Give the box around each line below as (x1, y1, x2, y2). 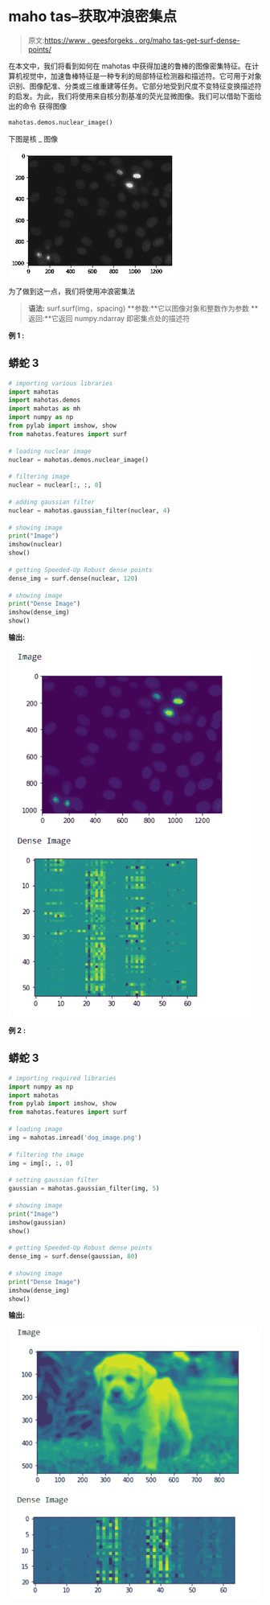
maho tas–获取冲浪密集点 (8, 7, 178, 26)
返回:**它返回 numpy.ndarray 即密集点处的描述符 (27, 313, 190, 323)
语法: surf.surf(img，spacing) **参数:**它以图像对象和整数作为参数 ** (27, 303, 259, 313)
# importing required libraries (8, 1074, 117, 1082)
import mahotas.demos (8, 396, 81, 405)
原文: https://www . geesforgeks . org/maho (27, 35, 171, 45)
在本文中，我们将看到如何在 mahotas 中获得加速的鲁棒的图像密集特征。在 (8, 61, 252, 71)
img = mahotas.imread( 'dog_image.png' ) (8, 1134, 142, 1142)
